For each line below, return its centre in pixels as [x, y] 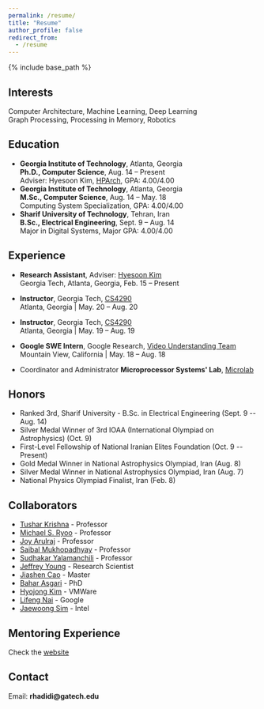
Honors [27, 394]
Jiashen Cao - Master [55, 575]
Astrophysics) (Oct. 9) [56, 439]
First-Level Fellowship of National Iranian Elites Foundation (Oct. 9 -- [131, 447]
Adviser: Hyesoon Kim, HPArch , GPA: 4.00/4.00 [97, 180]
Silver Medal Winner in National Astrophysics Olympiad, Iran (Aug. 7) [132, 472]
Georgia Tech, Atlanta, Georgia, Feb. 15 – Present [99, 283]
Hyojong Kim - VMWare [58, 592]
